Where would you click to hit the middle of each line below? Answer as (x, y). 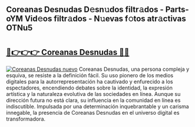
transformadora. (26, 119)
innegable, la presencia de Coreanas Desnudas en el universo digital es (93, 113)
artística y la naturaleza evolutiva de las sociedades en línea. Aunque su (93, 94)
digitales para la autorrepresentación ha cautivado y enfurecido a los (90, 82)
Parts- (177, 10)
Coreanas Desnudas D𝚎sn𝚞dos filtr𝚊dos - (85, 10)
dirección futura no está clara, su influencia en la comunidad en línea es (93, 100)
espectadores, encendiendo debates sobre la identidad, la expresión (89, 88)
